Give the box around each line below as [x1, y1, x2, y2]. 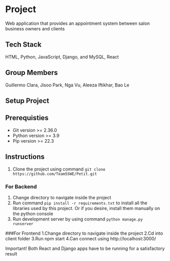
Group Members [5, 68, 58, 77]
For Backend [5, 183, 37, 190]
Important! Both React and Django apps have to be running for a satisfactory [5, 245, 165, 251]
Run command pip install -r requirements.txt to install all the [12, 200, 148, 206]
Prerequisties [5, 114, 49, 122]
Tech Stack [5, 40, 42, 49]
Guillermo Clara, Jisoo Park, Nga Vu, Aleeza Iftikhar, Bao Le [5, 82, 129, 88]
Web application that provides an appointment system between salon [5, 20, 150, 26]
